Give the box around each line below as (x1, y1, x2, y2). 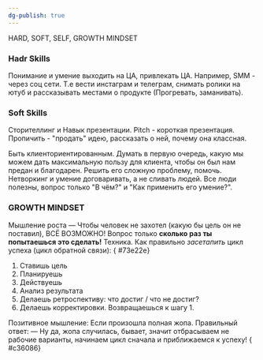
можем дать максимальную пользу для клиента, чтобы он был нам (8, 157, 236, 167)
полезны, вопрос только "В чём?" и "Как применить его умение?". (8, 182, 233, 192)
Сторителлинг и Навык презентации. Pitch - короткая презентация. (8, 126, 235, 135)
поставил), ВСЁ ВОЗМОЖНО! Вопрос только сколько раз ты (8, 228, 213, 238)
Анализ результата (19, 286, 83, 295)
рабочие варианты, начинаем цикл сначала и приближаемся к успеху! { (8, 335, 253, 344)
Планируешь (19, 269, 63, 279)
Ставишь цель (19, 261, 69, 270)
